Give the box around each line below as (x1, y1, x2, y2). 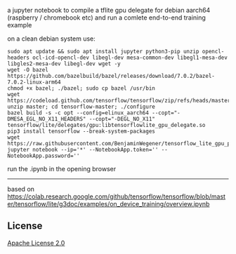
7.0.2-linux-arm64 (7, 79, 61, 86)
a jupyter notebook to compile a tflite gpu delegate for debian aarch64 (7, 6, 211, 14)
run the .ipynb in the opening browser (7, 165, 117, 173)
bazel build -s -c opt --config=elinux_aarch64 (7, 109, 150, 116)
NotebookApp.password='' (7, 152, 80, 159)
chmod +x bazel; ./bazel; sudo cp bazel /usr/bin (7, 85, 156, 92)
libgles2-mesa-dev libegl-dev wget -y (7, 60, 121, 67)
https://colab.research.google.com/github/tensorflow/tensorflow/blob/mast (7, 192, 226, 201)
